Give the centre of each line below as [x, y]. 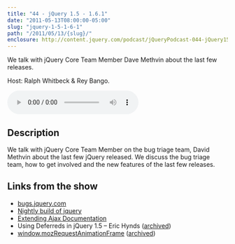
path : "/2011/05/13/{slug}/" [50, 33]
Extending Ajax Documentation [62, 218]
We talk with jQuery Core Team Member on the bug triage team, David [108, 149]
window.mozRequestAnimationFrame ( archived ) [86, 233]
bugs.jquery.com [42, 203]
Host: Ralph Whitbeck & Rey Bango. [58, 81]
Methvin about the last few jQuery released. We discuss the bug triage [109, 157]
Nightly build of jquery [49, 210]
